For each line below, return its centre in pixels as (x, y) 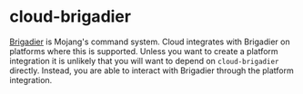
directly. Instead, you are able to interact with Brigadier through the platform (151, 70)
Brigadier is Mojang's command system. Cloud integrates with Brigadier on (150, 42)
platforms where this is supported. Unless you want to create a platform (144, 51)
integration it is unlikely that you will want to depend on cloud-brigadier (144, 61)
